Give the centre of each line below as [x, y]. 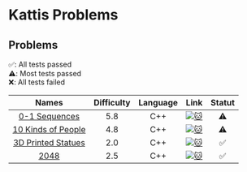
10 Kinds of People [49, 129]
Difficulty [112, 103]
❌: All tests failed [37, 82]
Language [158, 103]
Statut [223, 103]
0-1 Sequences [49, 116]
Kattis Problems [63, 15]
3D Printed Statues [49, 142]
